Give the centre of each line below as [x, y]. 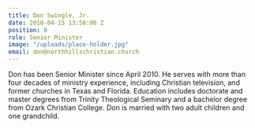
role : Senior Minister [45, 37]
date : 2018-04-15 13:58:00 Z [56, 23]
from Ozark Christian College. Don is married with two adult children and [126, 108]
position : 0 [28, 30]
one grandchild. [34, 116]
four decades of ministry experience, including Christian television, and [124, 82]
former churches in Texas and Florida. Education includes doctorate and [126, 91]
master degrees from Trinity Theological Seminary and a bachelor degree [127, 99]
